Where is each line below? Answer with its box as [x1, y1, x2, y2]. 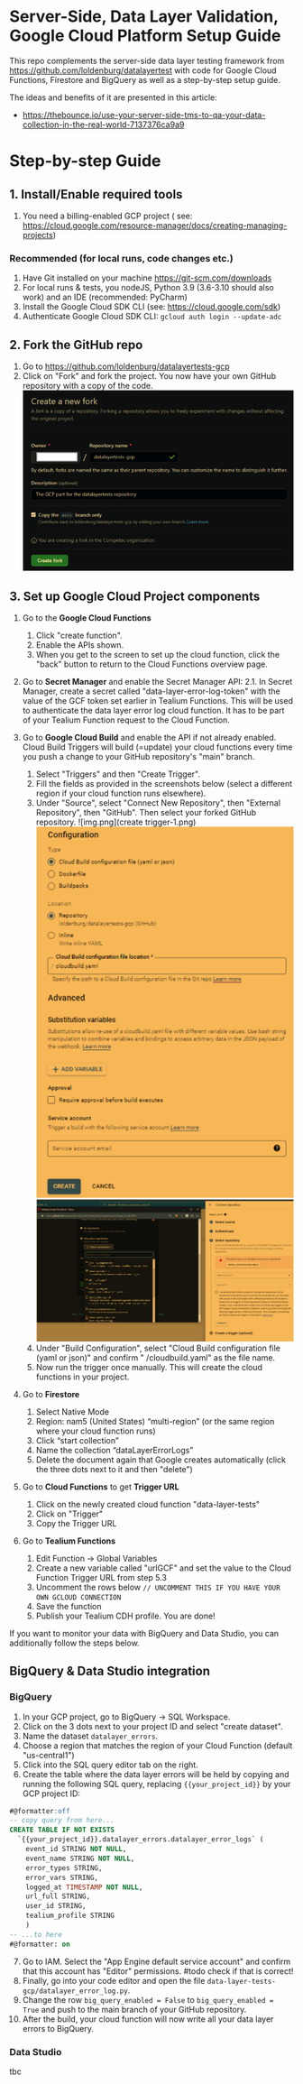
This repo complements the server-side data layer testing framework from [9, 55, 285, 66]
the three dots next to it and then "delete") [35, 1463, 194, 1474]
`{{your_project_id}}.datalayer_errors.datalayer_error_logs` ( [17, 1835, 264, 1844]
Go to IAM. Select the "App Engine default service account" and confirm [22, 1956, 291, 1967]
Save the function [35, 1600, 102, 1611]
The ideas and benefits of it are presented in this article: [9, 92, 218, 103]
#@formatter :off [9, 1806, 70, 1815]
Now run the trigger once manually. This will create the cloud [35, 1361, 263, 1372]
